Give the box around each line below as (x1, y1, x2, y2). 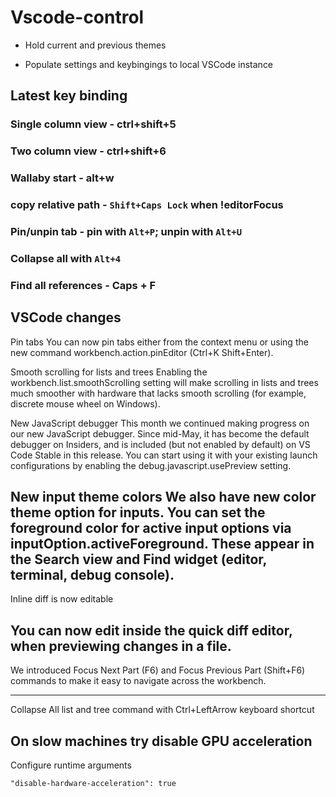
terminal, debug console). (10, 566, 175, 583)
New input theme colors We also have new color (10, 488, 317, 505)
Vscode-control (10, 6, 145, 29)
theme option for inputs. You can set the (10, 504, 266, 521)
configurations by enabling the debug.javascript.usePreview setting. (10, 459, 292, 471)
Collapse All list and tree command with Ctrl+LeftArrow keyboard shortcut (10, 704, 315, 716)
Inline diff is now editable (10, 593, 114, 605)
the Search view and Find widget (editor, (10, 551, 267, 568)
